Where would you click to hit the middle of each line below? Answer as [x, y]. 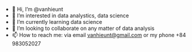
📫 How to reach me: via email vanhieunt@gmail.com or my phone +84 [99, 35]
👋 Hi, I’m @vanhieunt [38, 9]
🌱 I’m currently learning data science [57, 22]
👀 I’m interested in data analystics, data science [70, 16]
